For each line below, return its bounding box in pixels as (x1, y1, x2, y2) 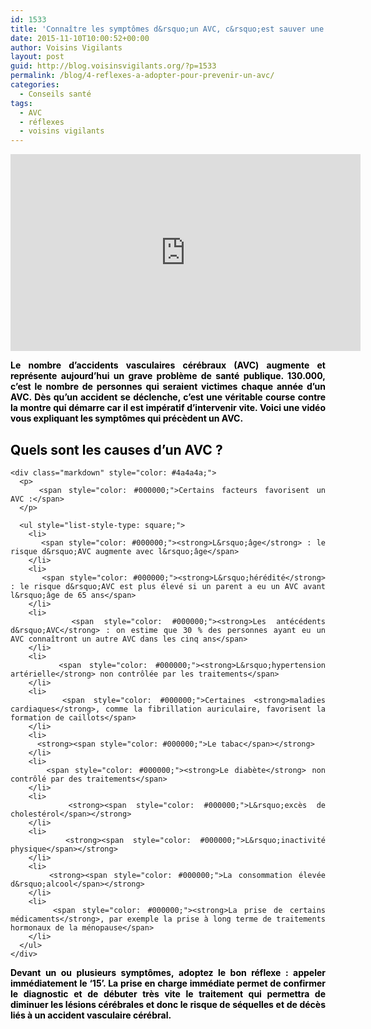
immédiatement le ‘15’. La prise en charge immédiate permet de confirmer (10, 977, 326, 989)
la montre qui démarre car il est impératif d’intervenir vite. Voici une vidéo (10, 402, 326, 414)
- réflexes (19, 117, 65, 127)
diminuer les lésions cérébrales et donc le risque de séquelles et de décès (10, 998, 326, 1010)
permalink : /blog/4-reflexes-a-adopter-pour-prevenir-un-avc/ (10, 71, 275, 81)
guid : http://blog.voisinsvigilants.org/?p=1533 (10, 61, 217, 71)
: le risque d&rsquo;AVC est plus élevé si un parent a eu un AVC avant (10, 581, 326, 591)
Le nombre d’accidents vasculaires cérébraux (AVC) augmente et (10, 359, 326, 371)
